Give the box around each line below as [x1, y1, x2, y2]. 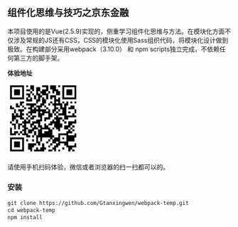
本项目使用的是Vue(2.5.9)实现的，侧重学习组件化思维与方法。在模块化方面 [7, 27, 225, 36]
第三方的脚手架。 [13, 53, 64, 62]
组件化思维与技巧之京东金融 [7, 6, 129, 19]
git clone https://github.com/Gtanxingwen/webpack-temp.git [7, 200, 190, 207]
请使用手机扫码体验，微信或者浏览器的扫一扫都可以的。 [7, 162, 169, 171]
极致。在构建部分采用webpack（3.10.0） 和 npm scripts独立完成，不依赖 [7, 45, 220, 53]
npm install [7, 214, 43, 221]
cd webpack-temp [7, 207, 55, 214]
